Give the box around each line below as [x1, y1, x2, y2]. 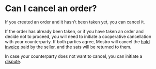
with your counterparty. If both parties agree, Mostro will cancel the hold [5, 38, 150, 44]
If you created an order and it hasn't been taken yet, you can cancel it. [5, 19, 145, 25]
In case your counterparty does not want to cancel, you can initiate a [5, 53, 142, 59]
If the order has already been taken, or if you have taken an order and [5, 28, 144, 34]
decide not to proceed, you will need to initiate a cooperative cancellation [5, 34, 152, 39]
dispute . [5, 58, 21, 64]
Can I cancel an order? [5, 3, 97, 14]
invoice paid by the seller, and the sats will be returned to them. [5, 44, 132, 50]
